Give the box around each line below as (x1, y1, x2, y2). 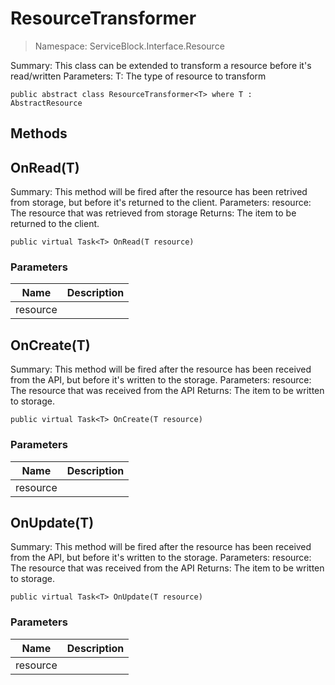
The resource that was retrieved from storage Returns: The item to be (10, 207, 297, 219)
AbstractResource (10, 98, 83, 108)
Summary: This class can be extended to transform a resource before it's (10, 59, 312, 71)
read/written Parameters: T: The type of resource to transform (10, 70, 267, 82)
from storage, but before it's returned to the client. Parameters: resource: (10, 197, 312, 209)
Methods (10, 125, 68, 142)
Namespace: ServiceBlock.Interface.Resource (34, 40, 225, 52)
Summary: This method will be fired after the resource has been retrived (10, 186, 308, 198)
